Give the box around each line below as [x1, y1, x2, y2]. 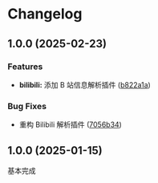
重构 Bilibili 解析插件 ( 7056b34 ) [18, 120, 122, 129]
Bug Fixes [7, 100, 47, 112]
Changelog [7, 5, 83, 23]
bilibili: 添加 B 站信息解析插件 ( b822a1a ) [18, 79, 152, 89]
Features [7, 61, 43, 72]
